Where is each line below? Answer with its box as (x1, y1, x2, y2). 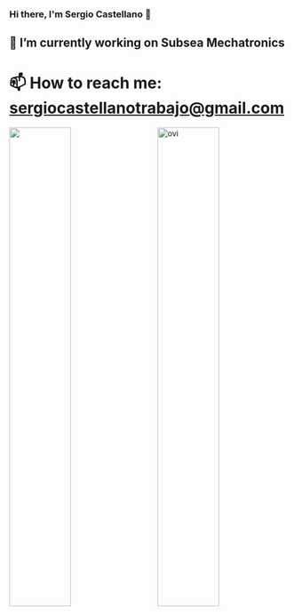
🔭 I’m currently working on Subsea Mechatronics (9, 36, 286, 51)
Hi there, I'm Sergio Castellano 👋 (9, 8, 152, 20)
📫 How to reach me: (9, 73, 163, 92)
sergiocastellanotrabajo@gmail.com (9, 98, 285, 118)
